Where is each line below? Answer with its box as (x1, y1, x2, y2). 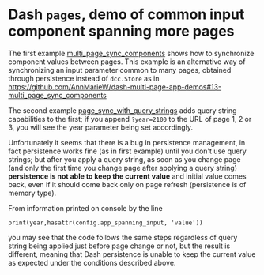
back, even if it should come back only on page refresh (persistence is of (8, 179, 247, 189)
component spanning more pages (8, 22, 235, 40)
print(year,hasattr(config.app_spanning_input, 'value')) (8, 219, 203, 227)
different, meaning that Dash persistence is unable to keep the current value (8, 249, 256, 258)
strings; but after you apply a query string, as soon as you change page (8, 154, 241, 164)
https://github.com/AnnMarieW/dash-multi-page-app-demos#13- (8, 81, 222, 92)
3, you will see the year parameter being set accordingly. (8, 122, 194, 132)
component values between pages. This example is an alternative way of (8, 57, 246, 66)
